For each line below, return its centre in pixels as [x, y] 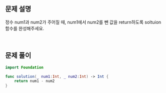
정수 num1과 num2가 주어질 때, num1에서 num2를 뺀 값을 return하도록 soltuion [83, 22]
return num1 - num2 [35, 81]
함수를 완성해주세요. [25, 28]
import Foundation [24, 67]
